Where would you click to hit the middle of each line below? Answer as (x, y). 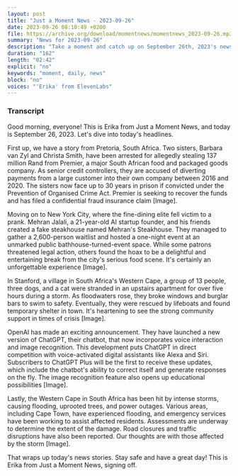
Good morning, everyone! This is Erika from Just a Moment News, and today (119, 126)
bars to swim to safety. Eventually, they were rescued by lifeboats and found (119, 303)
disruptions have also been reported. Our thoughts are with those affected (116, 436)
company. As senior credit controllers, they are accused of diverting (107, 170)
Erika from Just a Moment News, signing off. (72, 465)
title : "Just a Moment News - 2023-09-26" (71, 21)
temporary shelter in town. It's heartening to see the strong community (110, 311)
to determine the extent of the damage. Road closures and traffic (102, 429)
